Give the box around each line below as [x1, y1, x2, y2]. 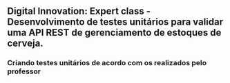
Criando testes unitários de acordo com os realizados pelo [7, 58, 207, 68]
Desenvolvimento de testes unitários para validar [7, 16, 224, 28]
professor [7, 67, 41, 76]
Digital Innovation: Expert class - [7, 5, 151, 17]
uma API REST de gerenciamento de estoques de [7, 27, 222, 38]
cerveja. [7, 38, 44, 49]
